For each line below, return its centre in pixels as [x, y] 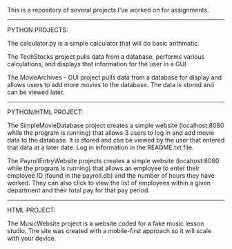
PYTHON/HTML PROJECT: [46, 112]
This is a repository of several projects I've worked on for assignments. [108, 10]
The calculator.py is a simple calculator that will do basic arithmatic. [103, 43]
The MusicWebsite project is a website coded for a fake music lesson [106, 223]
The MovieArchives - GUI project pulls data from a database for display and [115, 77]
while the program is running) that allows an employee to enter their [104, 168]
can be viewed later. [36, 92]
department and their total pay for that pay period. [79, 190]
